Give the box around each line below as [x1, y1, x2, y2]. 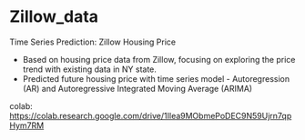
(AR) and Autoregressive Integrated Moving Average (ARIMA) [22, 83, 253, 94]
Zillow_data [9, 6, 98, 27]
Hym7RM [9, 120, 45, 131]
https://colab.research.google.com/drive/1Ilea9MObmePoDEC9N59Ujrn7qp [9, 110, 292, 121]
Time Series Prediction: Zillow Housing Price [9, 36, 176, 47]
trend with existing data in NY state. [22, 64, 158, 75]
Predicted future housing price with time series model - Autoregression [22, 73, 290, 84]
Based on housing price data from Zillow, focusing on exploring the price [22, 54, 296, 65]
